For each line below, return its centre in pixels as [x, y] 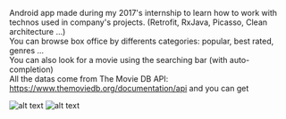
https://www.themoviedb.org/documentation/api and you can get [129, 88]
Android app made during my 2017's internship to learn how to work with [143, 13]
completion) [31, 69]
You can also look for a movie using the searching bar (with [118, 60]
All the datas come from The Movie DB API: [89, 79]
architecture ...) [38, 32]
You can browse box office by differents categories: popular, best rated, [142, 41]
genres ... [27, 51]
